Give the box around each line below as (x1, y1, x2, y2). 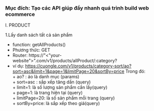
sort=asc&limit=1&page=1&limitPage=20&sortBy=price (12, 68, 124, 74)
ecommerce (5, 11, 35, 18)
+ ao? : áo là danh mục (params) (12, 74, 79, 80)
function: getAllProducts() (12, 42, 66, 48)
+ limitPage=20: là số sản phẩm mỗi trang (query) (12, 95, 115, 101)
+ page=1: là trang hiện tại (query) (12, 90, 83, 96)
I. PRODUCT (5, 22, 31, 28)
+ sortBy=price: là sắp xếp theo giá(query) (12, 100, 100, 106)
